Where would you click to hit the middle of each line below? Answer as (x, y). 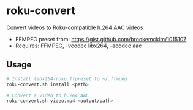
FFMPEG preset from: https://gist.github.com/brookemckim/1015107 (101, 39)
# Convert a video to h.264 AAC (47, 95)
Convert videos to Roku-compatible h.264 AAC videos (75, 27)
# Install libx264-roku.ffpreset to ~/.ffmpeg (67, 79)
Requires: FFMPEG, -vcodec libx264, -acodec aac (78, 46)
